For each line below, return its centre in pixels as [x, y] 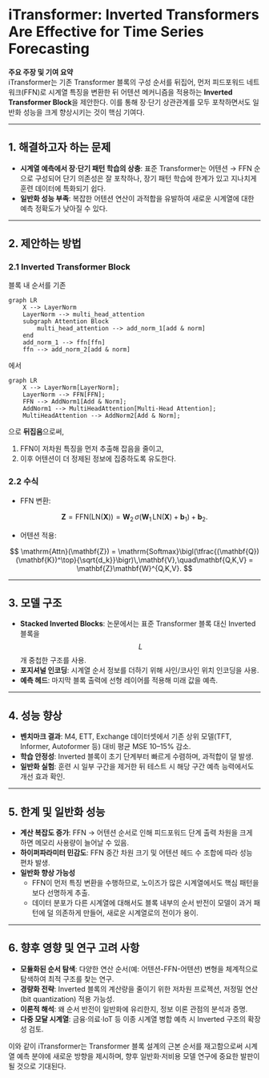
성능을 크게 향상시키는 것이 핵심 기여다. [84, 112]
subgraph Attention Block [66, 322]
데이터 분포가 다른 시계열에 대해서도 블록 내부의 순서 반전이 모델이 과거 [142, 902]
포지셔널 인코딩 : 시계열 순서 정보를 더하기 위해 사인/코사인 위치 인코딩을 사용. [139, 671]
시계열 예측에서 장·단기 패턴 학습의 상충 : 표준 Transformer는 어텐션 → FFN [136, 168]
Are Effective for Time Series [106, 32]
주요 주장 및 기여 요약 [41, 72]
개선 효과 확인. [42, 776]
